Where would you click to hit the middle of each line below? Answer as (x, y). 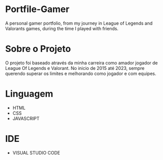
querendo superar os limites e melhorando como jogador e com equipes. (81, 73)
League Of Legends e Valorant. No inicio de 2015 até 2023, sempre (75, 68)
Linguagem (29, 94)
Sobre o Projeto (38, 49)
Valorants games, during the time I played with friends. (62, 28)
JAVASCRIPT (26, 118)
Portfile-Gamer (37, 9)
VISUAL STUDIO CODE (36, 152)
